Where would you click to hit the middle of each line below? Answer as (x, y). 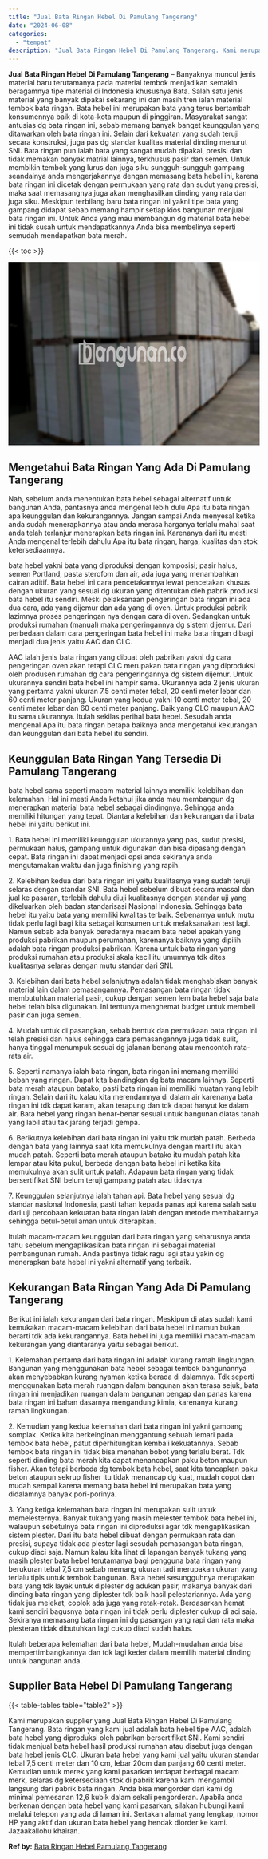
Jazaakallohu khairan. (44, 1831)
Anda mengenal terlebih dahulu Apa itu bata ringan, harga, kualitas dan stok (133, 541)
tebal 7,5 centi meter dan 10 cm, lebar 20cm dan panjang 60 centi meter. (127, 1763)
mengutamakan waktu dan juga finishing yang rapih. (95, 866)
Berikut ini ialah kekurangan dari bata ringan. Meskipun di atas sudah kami (130, 1319)
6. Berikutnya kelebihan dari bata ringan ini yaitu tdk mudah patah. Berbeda (132, 1138)
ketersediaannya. (37, 550)
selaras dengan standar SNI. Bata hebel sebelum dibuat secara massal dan (131, 890)
